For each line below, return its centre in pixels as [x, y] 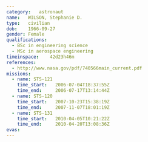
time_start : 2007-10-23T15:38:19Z [64, 102]
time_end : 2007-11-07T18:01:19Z [64, 107]
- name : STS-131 [32, 113]
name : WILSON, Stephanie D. [45, 18]
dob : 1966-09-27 [31, 29]
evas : [13, 130]
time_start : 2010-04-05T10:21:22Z [64, 118]
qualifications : [27, 40]
